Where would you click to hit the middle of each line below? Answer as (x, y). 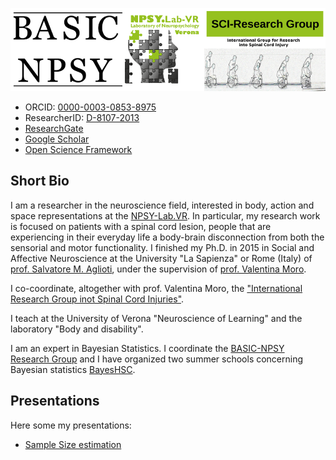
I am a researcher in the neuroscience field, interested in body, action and (162, 205)
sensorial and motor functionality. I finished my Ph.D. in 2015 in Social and (162, 247)
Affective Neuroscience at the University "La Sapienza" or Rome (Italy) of (161, 258)
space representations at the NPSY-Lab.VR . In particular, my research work (165, 215)
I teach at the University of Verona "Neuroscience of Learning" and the (156, 318)
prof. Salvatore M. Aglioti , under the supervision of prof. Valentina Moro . (158, 269)
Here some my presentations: (71, 425)
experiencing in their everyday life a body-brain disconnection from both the (167, 237)
